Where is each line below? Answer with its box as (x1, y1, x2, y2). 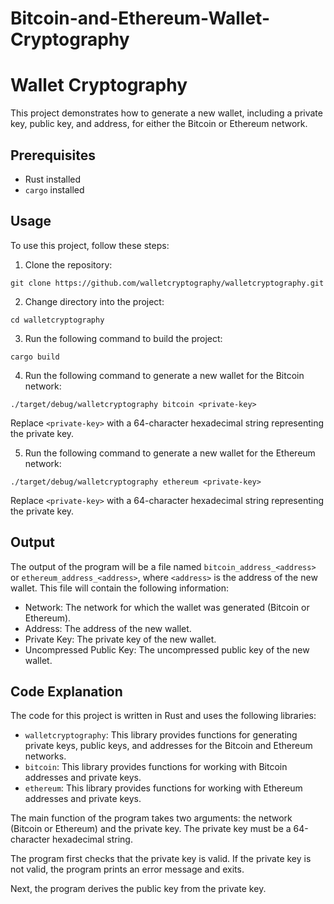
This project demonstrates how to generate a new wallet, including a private (10, 107, 323, 119)
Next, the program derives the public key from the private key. (10, 883, 267, 895)
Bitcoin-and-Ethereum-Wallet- (10, 7, 270, 30)
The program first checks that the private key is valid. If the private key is (10, 853, 312, 865)
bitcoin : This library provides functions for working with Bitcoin (24, 761, 288, 773)
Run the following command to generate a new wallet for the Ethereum (24, 447, 316, 459)
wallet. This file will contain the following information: (10, 582, 230, 594)
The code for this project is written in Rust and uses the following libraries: (10, 710, 317, 722)
